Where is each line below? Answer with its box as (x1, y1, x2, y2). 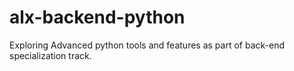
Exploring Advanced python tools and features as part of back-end (9, 39, 285, 51)
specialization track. (9, 49, 92, 61)
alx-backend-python (9, 6, 186, 29)
